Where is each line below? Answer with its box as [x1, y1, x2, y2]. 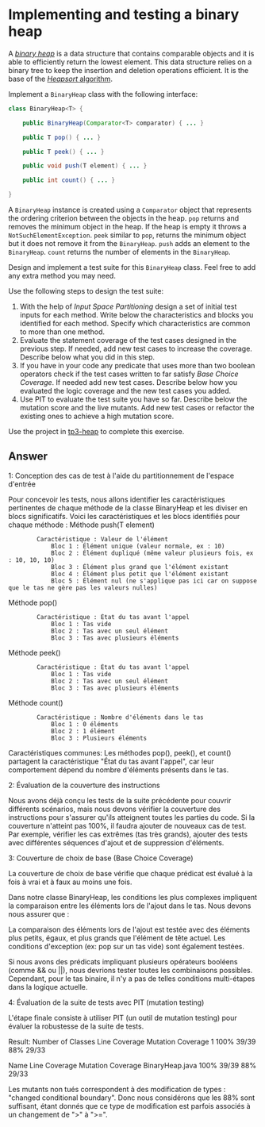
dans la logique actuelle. [8, 982, 88, 991]
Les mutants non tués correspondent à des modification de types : [8, 1084, 226, 1094]
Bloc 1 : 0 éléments [50, 720, 119, 728]
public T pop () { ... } [22, 133, 102, 141]
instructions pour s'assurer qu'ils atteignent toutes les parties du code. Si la [8, 812, 255, 822]
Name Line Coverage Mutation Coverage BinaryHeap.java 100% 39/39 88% [8, 1060, 256, 1070]
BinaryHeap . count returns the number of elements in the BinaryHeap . [8, 248, 232, 257]
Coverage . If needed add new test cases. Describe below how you [19, 378, 238, 387]
